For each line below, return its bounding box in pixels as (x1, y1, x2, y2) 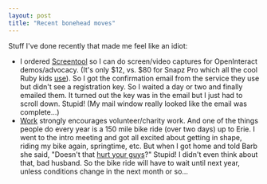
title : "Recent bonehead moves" (8, 19, 116, 27)
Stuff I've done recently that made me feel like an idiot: (8, 41, 188, 50)
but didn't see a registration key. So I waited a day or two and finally (19, 81, 243, 92)
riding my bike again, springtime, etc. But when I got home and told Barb (19, 141, 257, 151)
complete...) (19, 107, 60, 116)
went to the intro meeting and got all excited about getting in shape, (19, 132, 242, 142)
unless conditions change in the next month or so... (19, 166, 189, 176)
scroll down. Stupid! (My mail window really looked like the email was (19, 99, 247, 108)
